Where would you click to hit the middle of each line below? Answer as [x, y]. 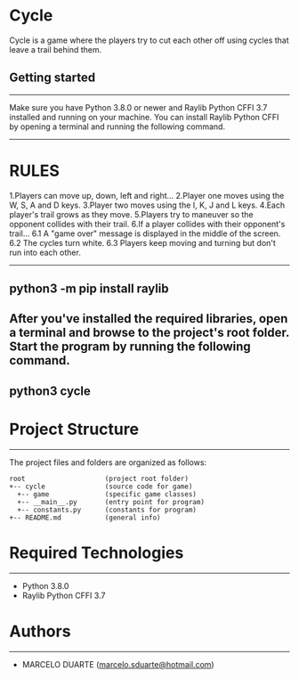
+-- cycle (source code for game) [101, 487]
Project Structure [74, 429]
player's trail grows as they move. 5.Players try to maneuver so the [131, 214]
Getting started [53, 78]
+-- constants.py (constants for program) [107, 510]
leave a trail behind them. [56, 49]
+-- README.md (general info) [85, 518]
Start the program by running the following [130, 347]
